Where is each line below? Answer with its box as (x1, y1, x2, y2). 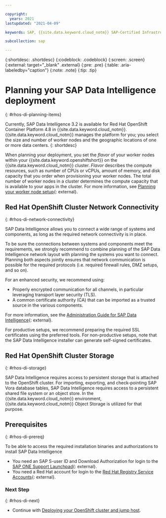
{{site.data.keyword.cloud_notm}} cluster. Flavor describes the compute (5, 162, 152, 169)
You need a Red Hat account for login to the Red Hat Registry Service (12, 468, 154, 474)
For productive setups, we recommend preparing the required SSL (5, 326, 140, 332)
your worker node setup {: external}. (5, 189, 78, 195)
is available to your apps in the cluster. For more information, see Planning (5, 184, 156, 190)
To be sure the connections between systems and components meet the (5, 241, 153, 247)
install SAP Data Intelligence (5, 449, 63, 454)
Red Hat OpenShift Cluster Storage (5, 352, 115, 360)
